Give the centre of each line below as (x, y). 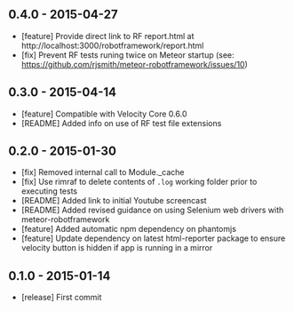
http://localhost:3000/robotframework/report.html (112, 45)
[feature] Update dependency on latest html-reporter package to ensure (153, 238)
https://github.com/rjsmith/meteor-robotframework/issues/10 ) (134, 64)
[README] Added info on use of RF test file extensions (121, 123)
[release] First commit (61, 298)
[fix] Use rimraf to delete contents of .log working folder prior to (139, 182)
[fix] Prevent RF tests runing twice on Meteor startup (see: (127, 55)
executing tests (49, 191)
